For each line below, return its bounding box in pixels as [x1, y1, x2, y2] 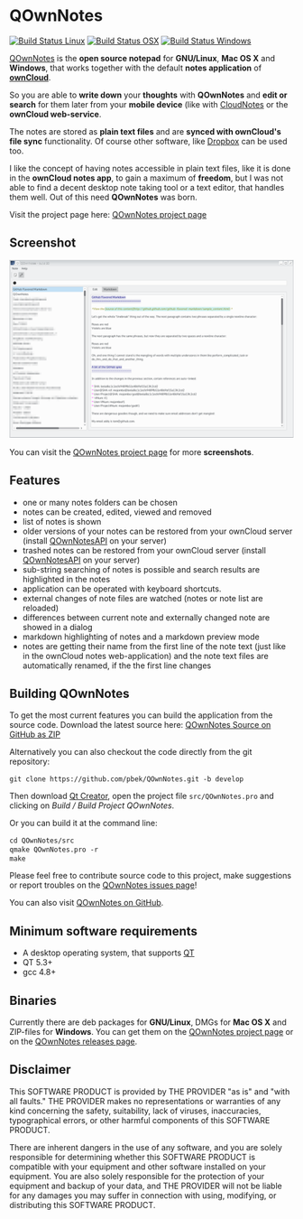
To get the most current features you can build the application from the [9, 710, 273, 721]
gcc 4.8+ [22, 967, 57, 978]
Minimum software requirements [9, 923, 198, 939]
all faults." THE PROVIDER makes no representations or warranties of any [9, 1095, 281, 1106]
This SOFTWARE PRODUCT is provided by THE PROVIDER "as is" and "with [9, 1085, 290, 1097]
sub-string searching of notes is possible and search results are [22, 563, 260, 574]
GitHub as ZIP [9, 729, 61, 740]
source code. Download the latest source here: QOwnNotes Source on [9, 720, 271, 730]
